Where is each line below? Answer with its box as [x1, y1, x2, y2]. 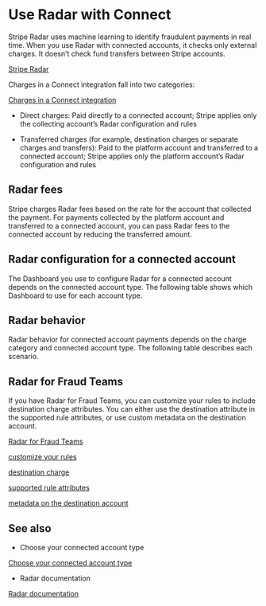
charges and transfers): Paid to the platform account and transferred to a [19, 143, 259, 152]
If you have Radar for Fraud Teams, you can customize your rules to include [8, 396, 256, 405]
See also [8, 522, 52, 535]
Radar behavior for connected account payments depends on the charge [8, 334, 247, 344]
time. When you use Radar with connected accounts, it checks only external [8, 40, 257, 49]
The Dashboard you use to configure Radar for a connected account [8, 273, 232, 283]
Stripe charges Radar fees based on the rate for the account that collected [8, 204, 252, 213]
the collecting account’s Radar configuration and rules [19, 119, 197, 128]
